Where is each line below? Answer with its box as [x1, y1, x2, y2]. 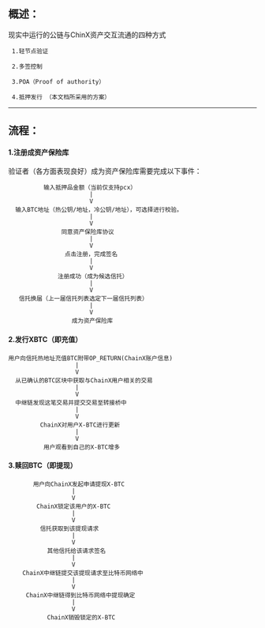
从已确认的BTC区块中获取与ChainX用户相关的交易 [15, 376, 153, 385]
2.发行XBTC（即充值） [8, 335, 83, 344]
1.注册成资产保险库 [8, 147, 69, 156]
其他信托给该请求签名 [47, 547, 106, 555]
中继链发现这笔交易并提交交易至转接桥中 [15, 398, 128, 407]
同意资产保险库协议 [61, 228, 114, 236]
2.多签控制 [11, 62, 43, 70]
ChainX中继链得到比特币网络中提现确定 [25, 591, 136, 599]
